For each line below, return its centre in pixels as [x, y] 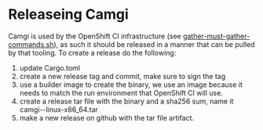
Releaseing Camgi [69, 14]
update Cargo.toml [50, 67]
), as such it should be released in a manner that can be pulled [154, 44]
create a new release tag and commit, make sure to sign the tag [122, 76]
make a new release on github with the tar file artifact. [107, 117]
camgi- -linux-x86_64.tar [58, 109]
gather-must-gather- [217, 36]
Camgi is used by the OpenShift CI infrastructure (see [95, 36]
